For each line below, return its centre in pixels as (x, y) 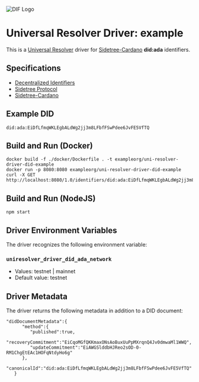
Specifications (33, 68)
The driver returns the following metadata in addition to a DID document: (95, 311)
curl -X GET (21, 175)
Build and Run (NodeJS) (51, 198)
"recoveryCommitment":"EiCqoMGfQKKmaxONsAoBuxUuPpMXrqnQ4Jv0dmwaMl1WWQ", (99, 342)
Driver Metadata (37, 296)
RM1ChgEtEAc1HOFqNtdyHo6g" (39, 353)
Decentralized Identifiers (45, 83)
